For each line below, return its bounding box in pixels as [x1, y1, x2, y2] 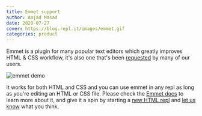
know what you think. [6, 103, 60, 110]
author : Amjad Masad [6, 14, 58, 20]
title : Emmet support [6, 8, 61, 15]
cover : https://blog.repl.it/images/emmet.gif [6, 25, 125, 32]
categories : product [6, 31, 58, 37]
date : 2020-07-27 [6, 20, 50, 26]
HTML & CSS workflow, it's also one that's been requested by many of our [6, 54, 191, 61]
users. [6, 61, 22, 68]
